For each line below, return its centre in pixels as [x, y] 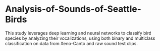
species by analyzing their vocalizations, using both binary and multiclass [80, 38]
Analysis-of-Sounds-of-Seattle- [73, 9]
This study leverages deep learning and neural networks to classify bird [78, 33]
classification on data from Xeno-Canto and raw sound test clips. [71, 43]
